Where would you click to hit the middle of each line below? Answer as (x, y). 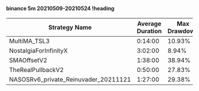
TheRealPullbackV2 (36, 70)
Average (149, 24)
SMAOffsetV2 (28, 60)
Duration (149, 31)
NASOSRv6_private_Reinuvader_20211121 (70, 80)
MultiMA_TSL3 (30, 41)
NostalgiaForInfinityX (38, 51)
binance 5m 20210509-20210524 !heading (60, 8)
